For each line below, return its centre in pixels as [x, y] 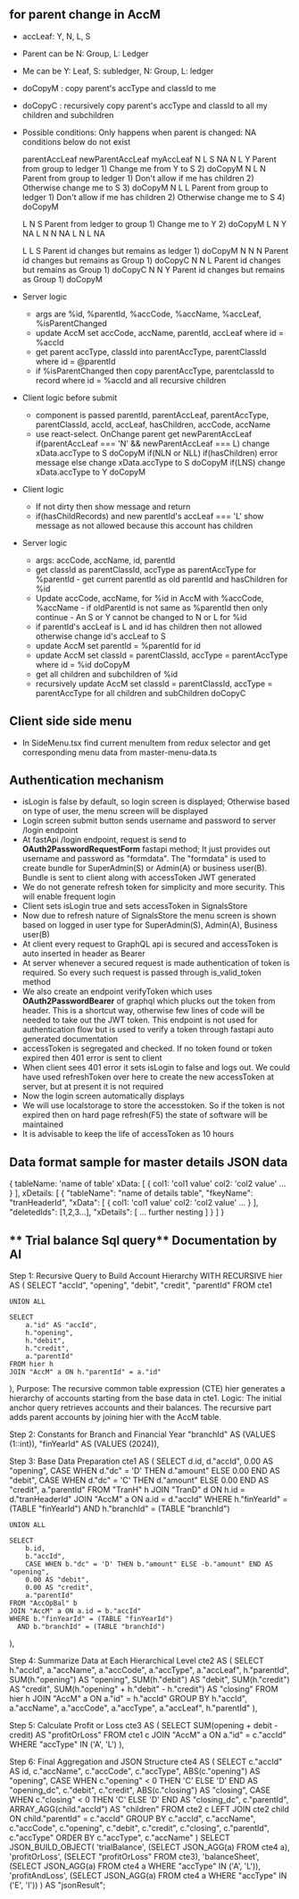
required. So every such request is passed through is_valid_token [141, 972]
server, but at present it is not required [92, 1087]
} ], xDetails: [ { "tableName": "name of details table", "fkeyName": [131, 1193]
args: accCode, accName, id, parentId [105, 560]
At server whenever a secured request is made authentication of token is [156, 963]
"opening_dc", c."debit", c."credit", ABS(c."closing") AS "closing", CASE [140, 1790]
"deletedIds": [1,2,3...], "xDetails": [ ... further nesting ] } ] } [117, 1212]
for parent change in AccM [85, 15]
